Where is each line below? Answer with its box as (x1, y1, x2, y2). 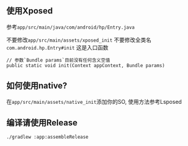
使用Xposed (6, 5, 53, 16)
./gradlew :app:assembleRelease (6, 134, 89, 141)
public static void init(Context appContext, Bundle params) (6, 62, 165, 68)
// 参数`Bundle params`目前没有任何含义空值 (6, 57, 110, 63)
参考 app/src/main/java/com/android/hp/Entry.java (6, 23, 135, 31)
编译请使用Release (6, 118, 78, 128)
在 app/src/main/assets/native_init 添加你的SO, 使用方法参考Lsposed (6, 98, 182, 105)
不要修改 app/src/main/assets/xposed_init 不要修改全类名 (6, 36, 151, 43)
